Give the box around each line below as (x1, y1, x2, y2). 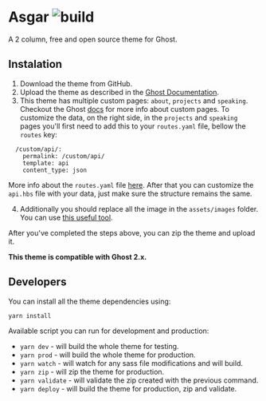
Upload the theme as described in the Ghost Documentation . (19, 87, 220, 97)
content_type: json (22, 166, 88, 174)
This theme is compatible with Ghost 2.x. (8, 252, 147, 261)
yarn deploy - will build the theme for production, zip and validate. (19, 383, 237, 393)
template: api (22, 159, 69, 167)
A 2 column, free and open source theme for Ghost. (8, 34, 178, 44)
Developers (8, 276, 67, 289)
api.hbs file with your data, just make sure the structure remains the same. (8, 189, 252, 198)
